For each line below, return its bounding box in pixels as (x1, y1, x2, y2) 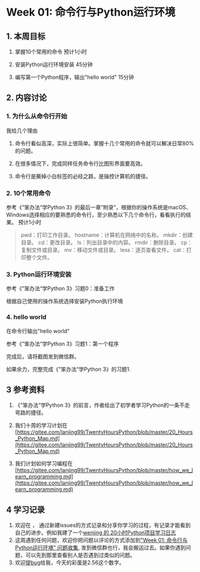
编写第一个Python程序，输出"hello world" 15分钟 (14, 74, 134, 81)
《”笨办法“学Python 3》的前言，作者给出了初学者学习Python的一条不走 (14, 401, 190, 409)
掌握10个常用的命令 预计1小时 (14, 48, 87, 55)
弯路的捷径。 (14, 409, 47, 416)
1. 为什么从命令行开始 (6, 112, 67, 120)
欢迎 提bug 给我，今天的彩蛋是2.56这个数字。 (14, 559, 125, 566)
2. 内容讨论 (6, 93, 47, 103)
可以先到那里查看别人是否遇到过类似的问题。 (25, 552, 136, 559)
